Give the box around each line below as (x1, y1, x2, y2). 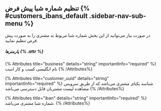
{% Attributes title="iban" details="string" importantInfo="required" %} (5, 95, 147, 101)
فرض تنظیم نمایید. (5, 37, 38, 43)
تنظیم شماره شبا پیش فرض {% (5, 4, 90, 13)
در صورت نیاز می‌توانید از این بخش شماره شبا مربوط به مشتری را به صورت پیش (5, 32, 150, 38)
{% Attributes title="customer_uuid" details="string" (5, 75, 109, 81)
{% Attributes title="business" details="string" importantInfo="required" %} (5, 61, 157, 66)
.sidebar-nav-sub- (89, 12, 146, 20)
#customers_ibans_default (5, 12, 88, 20)
